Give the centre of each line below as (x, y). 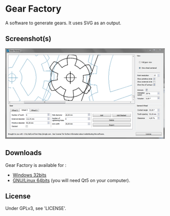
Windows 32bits (29, 175)
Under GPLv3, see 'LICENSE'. (36, 208)
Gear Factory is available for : (36, 165)
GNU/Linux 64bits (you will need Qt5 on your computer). (71, 180)
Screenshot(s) (28, 39)
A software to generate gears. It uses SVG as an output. (63, 23)
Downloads (24, 153)
